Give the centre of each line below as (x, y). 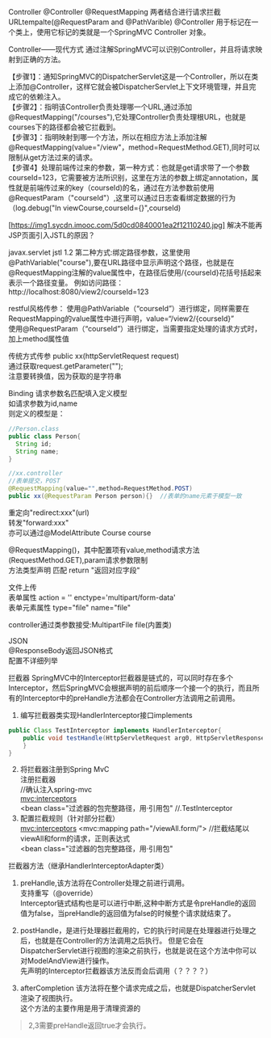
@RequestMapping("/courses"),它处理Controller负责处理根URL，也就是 (127, 117)
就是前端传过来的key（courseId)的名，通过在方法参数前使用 (115, 188)
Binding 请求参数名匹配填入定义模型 (68, 393)
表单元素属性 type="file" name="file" (70, 607)
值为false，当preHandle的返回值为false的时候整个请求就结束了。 (127, 914)
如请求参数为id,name (43, 403)
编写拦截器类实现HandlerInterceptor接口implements (106, 715)
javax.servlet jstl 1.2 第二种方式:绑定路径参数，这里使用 (100, 252)
